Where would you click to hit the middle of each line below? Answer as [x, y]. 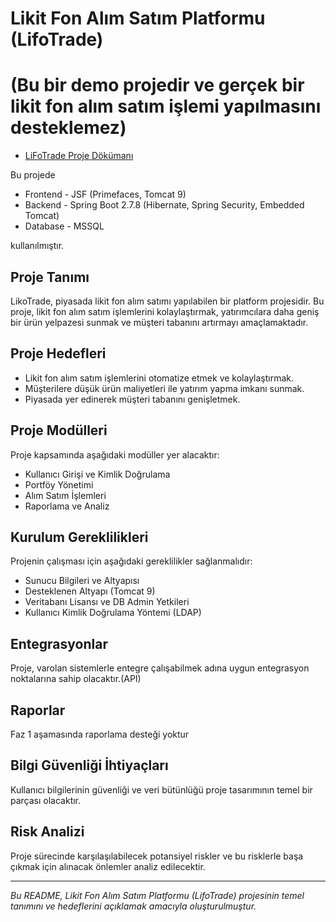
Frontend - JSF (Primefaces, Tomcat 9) [105, 194]
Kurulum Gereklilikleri [79, 537]
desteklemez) [68, 128]
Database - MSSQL [64, 226]
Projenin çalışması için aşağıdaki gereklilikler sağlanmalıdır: [131, 561]
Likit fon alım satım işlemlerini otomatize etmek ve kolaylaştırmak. [159, 378]
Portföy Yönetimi [59, 484]
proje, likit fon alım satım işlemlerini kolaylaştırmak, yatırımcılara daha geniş [165, 311]
